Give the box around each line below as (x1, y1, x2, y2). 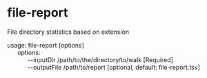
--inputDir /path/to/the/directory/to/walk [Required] (27, 55, 174, 64)
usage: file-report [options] (7, 41, 85, 49)
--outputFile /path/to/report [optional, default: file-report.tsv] (27, 63, 200, 71)
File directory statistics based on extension (7, 28, 130, 36)
